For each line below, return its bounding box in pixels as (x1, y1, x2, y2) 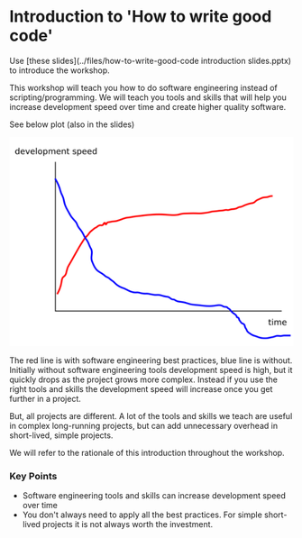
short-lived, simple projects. (9, 430, 114, 441)
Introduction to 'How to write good (9, 6, 272, 27)
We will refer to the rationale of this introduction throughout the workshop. (9, 447, 286, 458)
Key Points (9, 470, 58, 482)
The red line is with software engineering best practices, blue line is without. (9, 354, 293, 366)
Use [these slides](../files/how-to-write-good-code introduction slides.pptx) (9, 55, 291, 66)
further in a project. (9, 393, 81, 404)
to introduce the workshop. (9, 65, 110, 76)
